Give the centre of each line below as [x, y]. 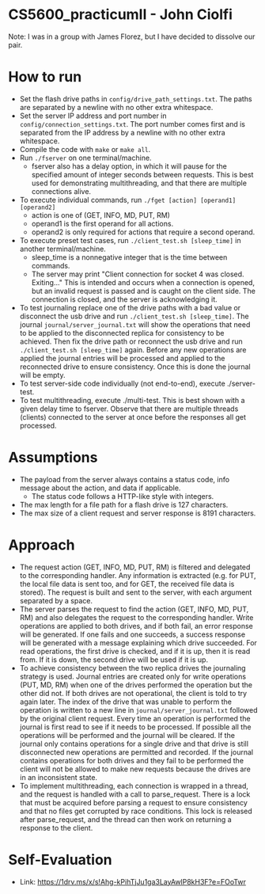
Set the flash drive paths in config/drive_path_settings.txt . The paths [136, 99]
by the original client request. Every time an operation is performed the [135, 718]
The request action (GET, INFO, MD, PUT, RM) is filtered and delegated [135, 567]
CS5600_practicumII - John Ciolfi [121, 15]
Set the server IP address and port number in [93, 116]
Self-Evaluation [60, 860]
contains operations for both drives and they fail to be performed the [131, 760]
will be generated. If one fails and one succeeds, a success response [132, 634]
